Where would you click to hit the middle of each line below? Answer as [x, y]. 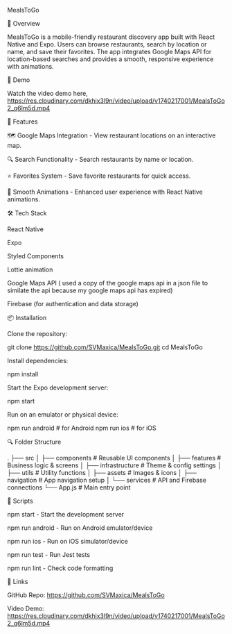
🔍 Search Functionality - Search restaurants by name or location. [100, 159]
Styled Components [36, 256]
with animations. [30, 66]
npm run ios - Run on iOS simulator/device [68, 541]
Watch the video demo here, [47, 93]
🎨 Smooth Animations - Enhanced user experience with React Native [105, 192]
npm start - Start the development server [66, 514]
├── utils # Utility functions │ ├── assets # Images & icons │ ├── [102, 473]
